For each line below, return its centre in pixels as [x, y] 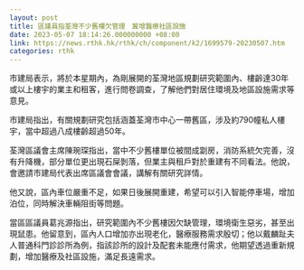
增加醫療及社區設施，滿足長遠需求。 [92, 256]
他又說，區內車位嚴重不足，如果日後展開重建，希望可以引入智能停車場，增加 [152, 192]
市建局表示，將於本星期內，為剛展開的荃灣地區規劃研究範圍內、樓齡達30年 [149, 79]
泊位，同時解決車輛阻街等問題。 [69, 203]
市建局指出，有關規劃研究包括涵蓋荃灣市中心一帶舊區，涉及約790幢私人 [143, 120]
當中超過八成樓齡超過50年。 [78, 131]
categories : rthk [42, 51]
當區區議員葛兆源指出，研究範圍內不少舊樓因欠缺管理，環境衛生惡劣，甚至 [148, 223]
